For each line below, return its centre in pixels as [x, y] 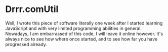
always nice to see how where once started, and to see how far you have [81, 39]
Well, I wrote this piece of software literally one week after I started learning [84, 23]
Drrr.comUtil [32, 9]
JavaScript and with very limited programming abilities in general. [73, 28]
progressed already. [26, 44]
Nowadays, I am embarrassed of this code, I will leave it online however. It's [84, 33]
